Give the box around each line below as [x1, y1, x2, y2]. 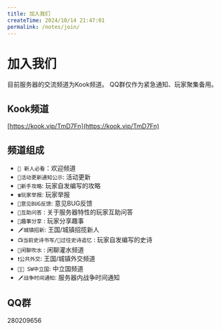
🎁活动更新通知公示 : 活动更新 [17, 173, 91, 181]
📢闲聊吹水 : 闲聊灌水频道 [17, 245, 84, 253]
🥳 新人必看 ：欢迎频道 [17, 164, 76, 172]
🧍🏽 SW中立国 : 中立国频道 [17, 264, 84, 272]
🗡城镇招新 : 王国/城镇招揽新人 [17, 225, 100, 234]
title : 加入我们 [7, 10, 51, 18]
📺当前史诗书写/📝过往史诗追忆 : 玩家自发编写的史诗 [17, 235, 153, 244]
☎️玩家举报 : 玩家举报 [17, 190, 70, 199]
